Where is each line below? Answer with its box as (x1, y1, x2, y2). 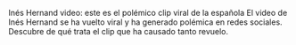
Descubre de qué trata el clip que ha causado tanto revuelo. (8, 26, 229, 36)
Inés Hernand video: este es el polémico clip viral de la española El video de (8, 8, 288, 18)
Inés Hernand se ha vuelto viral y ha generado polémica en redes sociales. (8, 17, 283, 27)
